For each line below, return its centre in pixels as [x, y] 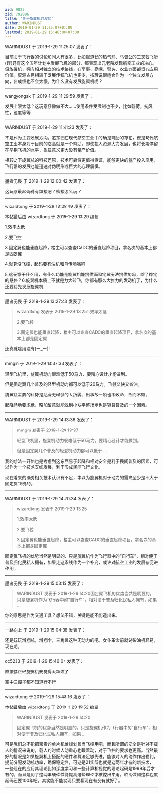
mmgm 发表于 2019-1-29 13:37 [48, 430]
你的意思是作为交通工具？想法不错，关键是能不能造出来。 [62, 615]
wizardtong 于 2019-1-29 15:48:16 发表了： [48, 697]
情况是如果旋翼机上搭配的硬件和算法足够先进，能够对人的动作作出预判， [86, 756]
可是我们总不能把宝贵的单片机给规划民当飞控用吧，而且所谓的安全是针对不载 [81, 744]
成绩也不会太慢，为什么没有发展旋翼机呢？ [60, 81]
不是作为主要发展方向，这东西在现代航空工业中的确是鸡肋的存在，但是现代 [79, 138]
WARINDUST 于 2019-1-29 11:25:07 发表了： [49, 46]
